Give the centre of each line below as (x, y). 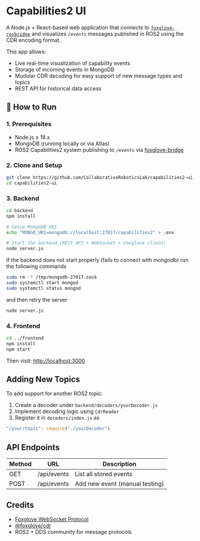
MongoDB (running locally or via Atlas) (62, 143)
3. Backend (23, 198)
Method (21, 464)
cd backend (20, 210)
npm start (18, 349)
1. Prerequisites (29, 124)
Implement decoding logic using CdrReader (67, 411)
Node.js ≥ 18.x (32, 137)
